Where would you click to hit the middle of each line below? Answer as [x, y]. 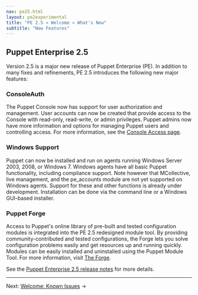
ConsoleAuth [25, 94]
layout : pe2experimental [37, 17]
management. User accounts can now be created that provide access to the [98, 114]
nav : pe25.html [25, 12]
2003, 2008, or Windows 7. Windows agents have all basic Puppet [86, 167]
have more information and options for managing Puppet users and [88, 126]
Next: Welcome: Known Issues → [46, 286]
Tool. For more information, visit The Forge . [59, 257]
